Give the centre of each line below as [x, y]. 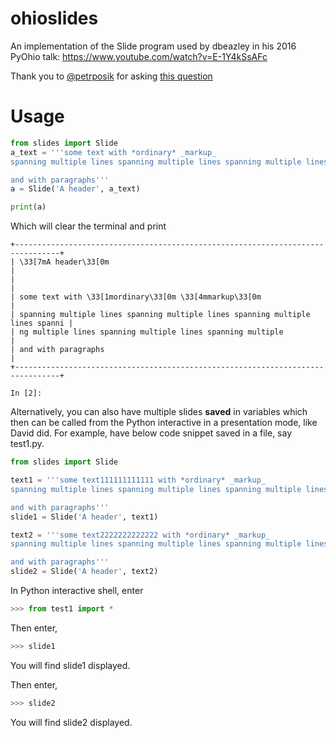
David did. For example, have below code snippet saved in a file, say [151, 433]
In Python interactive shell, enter [77, 590]
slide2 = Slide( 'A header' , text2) [84, 572]
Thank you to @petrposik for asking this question [111, 76]
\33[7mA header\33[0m [64, 262]
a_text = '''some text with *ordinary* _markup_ [113, 152]
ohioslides [54, 18]
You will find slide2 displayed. [71, 722]
